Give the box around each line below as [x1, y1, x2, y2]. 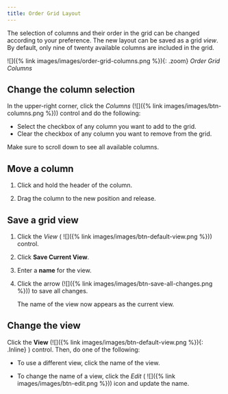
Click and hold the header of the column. [16, 181, 133, 189]
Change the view [7, 320, 81, 332]
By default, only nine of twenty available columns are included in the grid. [7, 43, 214, 51]
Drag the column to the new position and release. [16, 195, 156, 203]
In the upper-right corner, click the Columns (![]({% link [7, 102, 163, 110]
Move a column [7, 162, 74, 175]
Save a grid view [7, 214, 79, 226]
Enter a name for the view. [16, 267, 92, 275]
